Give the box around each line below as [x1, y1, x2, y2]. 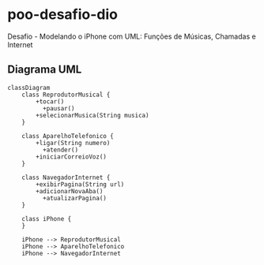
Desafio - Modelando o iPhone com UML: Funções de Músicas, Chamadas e [7, 32, 256, 41]
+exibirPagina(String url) [36, 180, 125, 188]
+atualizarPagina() [42, 194, 107, 202]
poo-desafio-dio [7, 6, 119, 24]
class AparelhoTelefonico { [21, 132, 114, 140]
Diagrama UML [7, 63, 82, 77]
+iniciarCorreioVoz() [36, 152, 107, 161]
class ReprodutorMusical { [21, 91, 111, 99]
